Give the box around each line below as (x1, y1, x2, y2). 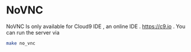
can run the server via (6, 29, 60, 36)
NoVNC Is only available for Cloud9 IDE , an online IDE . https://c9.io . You (6, 23, 186, 30)
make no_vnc (6, 40, 35, 46)
